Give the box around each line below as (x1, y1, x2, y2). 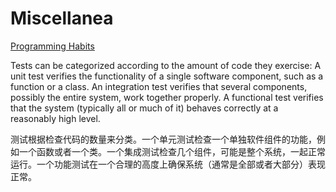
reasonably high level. (10, 112, 101, 124)
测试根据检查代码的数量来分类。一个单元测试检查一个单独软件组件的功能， (10, 133, 317, 145)
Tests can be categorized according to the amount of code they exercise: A (10, 59, 322, 71)
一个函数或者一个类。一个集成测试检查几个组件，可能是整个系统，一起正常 (18, 145, 326, 157)
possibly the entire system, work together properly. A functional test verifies (10, 91, 324, 103)
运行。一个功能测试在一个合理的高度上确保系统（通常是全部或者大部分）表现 (10, 158, 326, 170)
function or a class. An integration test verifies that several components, (10, 80, 308, 92)
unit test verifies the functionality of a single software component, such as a (10, 70, 324, 82)
